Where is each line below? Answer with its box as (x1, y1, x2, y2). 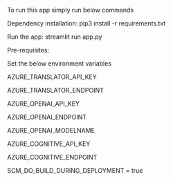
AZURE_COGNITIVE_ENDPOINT (7, 153, 98, 161)
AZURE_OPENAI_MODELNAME (7, 126, 95, 134)
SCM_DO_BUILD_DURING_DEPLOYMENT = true (7, 166, 143, 175)
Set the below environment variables (7, 59, 112, 68)
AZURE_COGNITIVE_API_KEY (7, 140, 91, 148)
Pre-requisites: (7, 46, 50, 54)
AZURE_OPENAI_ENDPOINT (7, 113, 87, 121)
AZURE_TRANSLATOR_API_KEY (7, 73, 97, 81)
